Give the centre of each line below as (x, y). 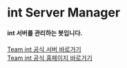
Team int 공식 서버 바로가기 (44, 49)
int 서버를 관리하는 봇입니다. (45, 33)
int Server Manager (64, 13)
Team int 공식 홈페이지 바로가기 (50, 58)
